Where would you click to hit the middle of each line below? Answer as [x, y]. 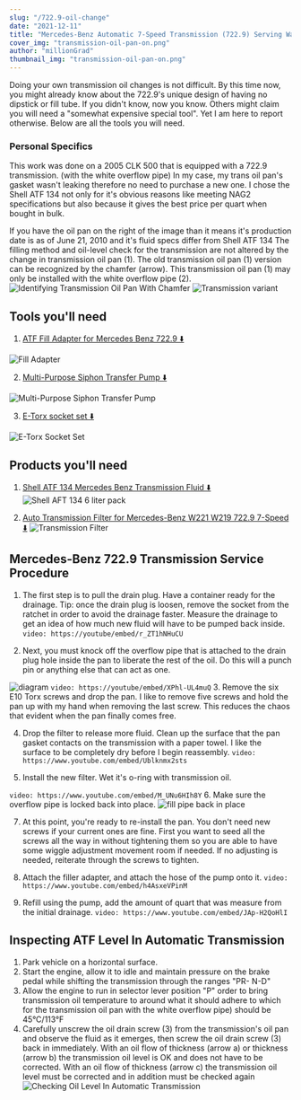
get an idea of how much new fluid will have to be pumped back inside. [154, 623]
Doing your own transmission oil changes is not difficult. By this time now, [145, 85]
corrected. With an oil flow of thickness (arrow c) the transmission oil [150, 1067]
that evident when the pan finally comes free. [93, 716]
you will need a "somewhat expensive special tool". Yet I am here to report [146, 114]
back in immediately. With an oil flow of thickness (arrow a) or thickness [155, 1048]
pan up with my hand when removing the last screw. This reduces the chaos [150, 706]
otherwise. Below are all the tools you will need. [97, 123]
